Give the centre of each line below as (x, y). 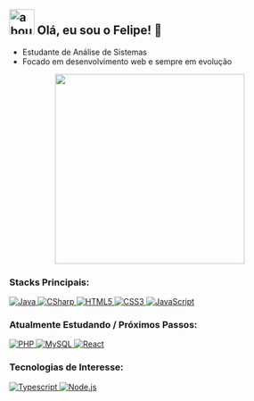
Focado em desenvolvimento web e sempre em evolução (127, 61)
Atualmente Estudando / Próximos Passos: (103, 325)
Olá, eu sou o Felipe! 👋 (99, 31)
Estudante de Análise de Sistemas (84, 52)
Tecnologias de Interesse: (66, 367)
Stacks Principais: (49, 282)
